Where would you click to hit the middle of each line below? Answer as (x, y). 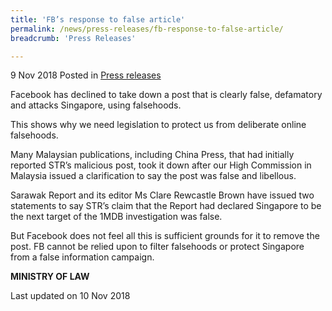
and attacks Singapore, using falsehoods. (96, 105)
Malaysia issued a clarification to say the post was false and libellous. (153, 176)
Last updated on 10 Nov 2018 (70, 296)
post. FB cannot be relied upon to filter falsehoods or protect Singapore (157, 247)
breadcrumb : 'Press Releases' (73, 38)
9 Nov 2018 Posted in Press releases (86, 75)
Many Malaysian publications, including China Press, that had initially (152, 155)
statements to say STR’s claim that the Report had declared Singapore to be (166, 206)
